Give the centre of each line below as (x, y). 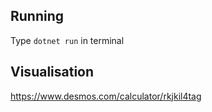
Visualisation (52, 72)
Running (37, 16)
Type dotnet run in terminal (67, 40)
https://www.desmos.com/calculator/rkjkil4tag (106, 96)
